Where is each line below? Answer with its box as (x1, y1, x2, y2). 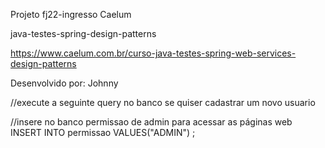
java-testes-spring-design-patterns (10, 28, 157, 39)
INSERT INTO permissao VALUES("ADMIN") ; (10, 127, 196, 138)
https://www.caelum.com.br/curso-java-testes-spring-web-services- (10, 47, 297, 59)
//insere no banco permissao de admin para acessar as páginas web (10, 116, 293, 128)
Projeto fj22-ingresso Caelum (10, 9, 132, 20)
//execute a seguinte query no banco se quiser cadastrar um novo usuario (10, 97, 316, 108)
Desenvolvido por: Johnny (10, 77, 119, 89)
